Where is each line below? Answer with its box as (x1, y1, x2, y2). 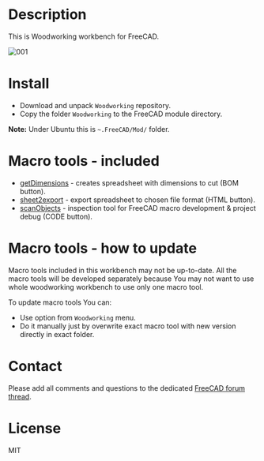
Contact (8, 357, 62, 375)
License (8, 419, 62, 437)
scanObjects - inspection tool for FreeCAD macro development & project (19, 203, 256, 212)
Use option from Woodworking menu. (19, 313, 136, 322)
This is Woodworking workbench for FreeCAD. (8, 32, 160, 41)
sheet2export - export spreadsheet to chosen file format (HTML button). (19, 195, 255, 204)
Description (8, 6, 87, 24)
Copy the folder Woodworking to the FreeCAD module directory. (19, 109, 223, 118)
